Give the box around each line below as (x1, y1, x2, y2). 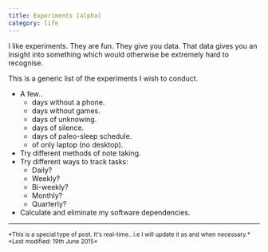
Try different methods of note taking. (19, 148, 141, 158)
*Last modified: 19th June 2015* (8, 237, 98, 246)
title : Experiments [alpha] (8, 11, 102, 20)
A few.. (19, 89, 43, 98)
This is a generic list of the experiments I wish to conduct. (8, 73, 199, 83)
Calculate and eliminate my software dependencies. (19, 207, 191, 217)
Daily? (31, 165, 53, 175)
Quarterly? (31, 199, 67, 208)
